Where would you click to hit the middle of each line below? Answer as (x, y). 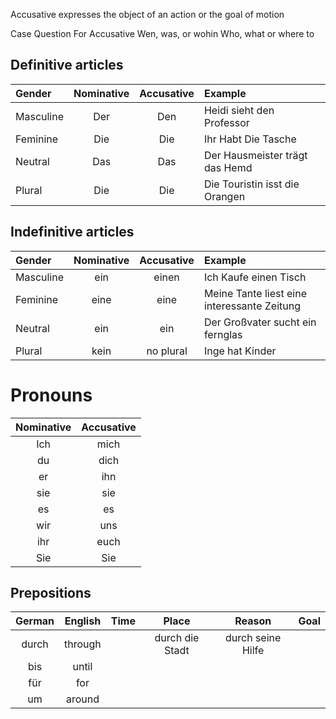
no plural (167, 351)
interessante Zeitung (252, 306)
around (82, 699)
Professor (226, 122)
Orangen (224, 196)
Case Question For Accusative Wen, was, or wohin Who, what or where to (162, 33)
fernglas (223, 334)
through (83, 644)
